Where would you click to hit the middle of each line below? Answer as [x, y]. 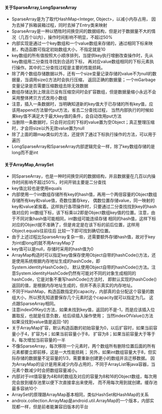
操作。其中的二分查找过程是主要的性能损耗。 [60, 67]
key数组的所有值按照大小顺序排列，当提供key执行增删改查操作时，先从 [82, 55]
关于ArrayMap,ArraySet [29, 165]
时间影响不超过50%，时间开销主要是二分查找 [61, 182]
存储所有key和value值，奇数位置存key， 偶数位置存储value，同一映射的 [83, 200]
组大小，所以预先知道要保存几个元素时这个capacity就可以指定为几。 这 [82, 298]
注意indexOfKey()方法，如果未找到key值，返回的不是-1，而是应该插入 [81, 310]
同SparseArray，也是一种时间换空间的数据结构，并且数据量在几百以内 [81, 176]
